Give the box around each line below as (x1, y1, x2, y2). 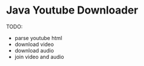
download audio (14, 47, 54, 54)
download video (14, 41, 54, 48)
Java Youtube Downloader (6, 4, 139, 17)
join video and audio (14, 53, 64, 60)
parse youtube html (14, 34, 63, 41)
